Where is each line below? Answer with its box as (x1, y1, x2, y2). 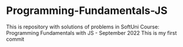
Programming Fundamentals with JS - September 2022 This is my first (6, 29, 177, 36)
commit (6, 35, 25, 42)
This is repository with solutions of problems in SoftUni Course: (6, 23, 160, 30)
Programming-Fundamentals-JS (6, 4, 168, 17)
